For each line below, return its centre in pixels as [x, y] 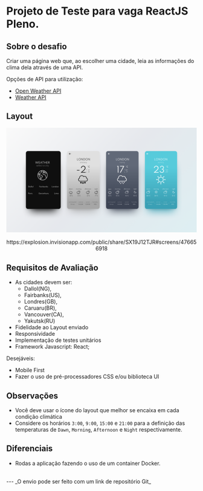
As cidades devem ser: [43, 282]
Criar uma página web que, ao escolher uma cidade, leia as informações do [100, 61]
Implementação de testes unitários [58, 340]
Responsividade [35, 334]
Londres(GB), [41, 302]
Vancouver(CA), [44, 315]
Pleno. [23, 24]
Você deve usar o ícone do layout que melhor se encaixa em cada [97, 410]
